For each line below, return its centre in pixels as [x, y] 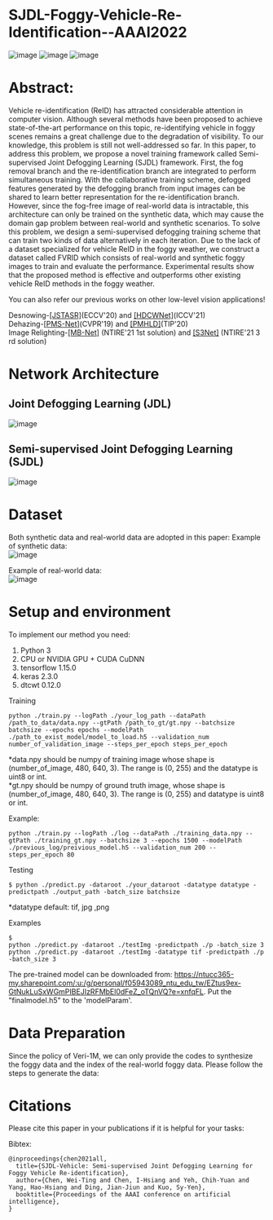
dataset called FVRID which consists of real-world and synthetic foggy [127, 258]
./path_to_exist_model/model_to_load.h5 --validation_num [109, 737]
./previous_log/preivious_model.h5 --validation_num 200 [107, 848]
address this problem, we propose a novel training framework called [123, 153]
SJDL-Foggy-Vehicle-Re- [95, 15]
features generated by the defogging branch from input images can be [127, 188]
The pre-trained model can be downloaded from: [90, 974]
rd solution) [28, 341]
